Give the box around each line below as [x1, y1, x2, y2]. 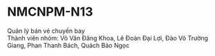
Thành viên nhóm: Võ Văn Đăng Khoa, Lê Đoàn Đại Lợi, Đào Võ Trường [7, 33, 209, 42]
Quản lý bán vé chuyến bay [7, 27, 85, 35]
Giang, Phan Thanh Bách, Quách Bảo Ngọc [7, 41, 130, 49]
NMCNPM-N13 [7, 4, 93, 20]
